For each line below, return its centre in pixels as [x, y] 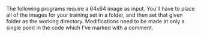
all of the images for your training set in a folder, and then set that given [94, 15]
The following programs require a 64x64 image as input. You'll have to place [100, 9]
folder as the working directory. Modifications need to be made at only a [95, 21]
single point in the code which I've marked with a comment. [80, 27]
